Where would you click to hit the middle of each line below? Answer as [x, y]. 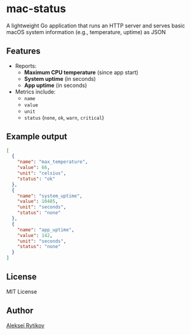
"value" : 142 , [35, 235]
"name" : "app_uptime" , [46, 230]
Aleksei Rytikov [25, 325]
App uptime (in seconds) [55, 85]
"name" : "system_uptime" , [50, 196]
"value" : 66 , [34, 168]
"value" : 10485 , [38, 202]
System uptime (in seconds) [60, 78]
